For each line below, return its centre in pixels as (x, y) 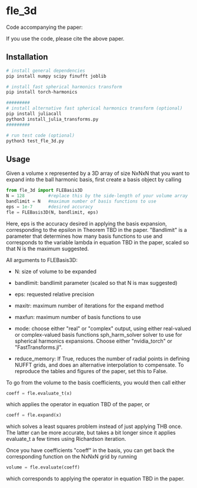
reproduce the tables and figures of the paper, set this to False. (91, 371)
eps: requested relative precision (54, 294)
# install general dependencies (46, 71)
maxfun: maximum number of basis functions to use (78, 317)
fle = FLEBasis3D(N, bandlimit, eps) (52, 212)
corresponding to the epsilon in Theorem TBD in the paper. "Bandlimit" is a (96, 230)
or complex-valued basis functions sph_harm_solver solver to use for (98, 334)
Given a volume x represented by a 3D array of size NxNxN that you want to (98, 173)
